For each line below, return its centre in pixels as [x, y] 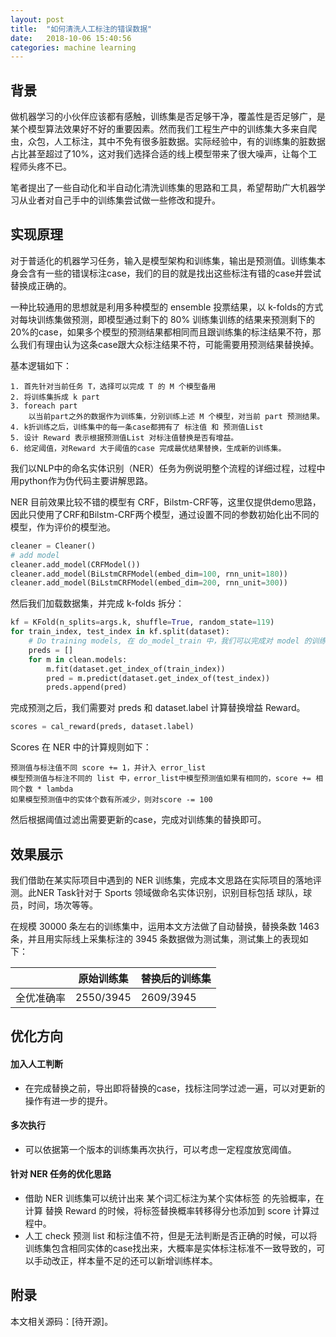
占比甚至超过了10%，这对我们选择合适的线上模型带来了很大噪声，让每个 [159, 154]
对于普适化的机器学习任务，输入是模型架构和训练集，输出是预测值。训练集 [163, 260]
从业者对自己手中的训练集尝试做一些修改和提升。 [119, 200]
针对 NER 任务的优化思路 [61, 1174]
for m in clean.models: [78, 659]
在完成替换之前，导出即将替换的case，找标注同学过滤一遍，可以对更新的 [175, 1088]
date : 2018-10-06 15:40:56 [71, 38]
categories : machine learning [73, 47]
